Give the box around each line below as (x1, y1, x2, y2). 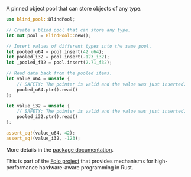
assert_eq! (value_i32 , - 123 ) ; (6, 135, 81, 141)
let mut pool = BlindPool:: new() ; (6, 32, 92, 38)
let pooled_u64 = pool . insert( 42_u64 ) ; (6, 48, 105, 55)
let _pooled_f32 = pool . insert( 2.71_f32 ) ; (6, 60, 112, 65)
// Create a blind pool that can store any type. (6, 27, 131, 33)
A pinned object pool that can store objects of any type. (6, 5, 142, 12)
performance (6, 163, 38, 171)
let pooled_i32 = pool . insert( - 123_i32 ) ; (6, 54, 110, 60)
